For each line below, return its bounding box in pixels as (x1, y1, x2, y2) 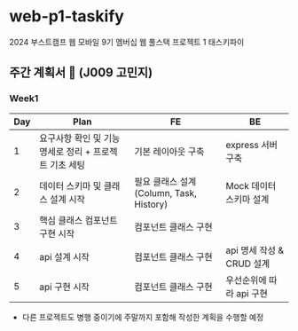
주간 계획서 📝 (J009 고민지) (9, 65, 153, 81)
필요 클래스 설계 (134, 175, 197, 187)
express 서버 (225, 138, 278, 151)
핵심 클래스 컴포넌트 (39, 214, 118, 226)
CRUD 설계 (225, 257, 271, 270)
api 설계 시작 (39, 250, 90, 263)
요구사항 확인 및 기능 (39, 131, 121, 144)
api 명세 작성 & (225, 244, 285, 256)
